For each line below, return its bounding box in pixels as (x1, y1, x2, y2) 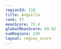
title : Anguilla (5, 12, 40, 17)
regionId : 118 (5, 7, 36, 13)
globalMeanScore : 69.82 (5, 27, 56, 32)
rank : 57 (5, 17, 24, 22)
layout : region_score (5, 36, 52, 41)
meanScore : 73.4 (5, 21, 40, 27)
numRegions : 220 (5, 31, 40, 36)
